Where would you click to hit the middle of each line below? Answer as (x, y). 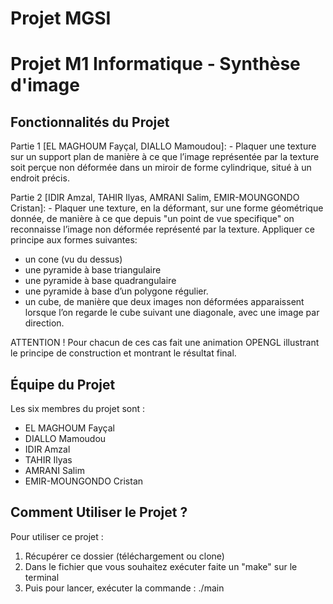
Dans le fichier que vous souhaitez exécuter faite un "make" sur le (161, 566)
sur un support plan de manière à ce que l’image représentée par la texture (165, 157)
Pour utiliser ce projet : (57, 536)
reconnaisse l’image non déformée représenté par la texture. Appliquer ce (162, 229)
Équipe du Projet (63, 384)
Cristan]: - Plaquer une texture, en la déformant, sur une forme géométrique (167, 208)
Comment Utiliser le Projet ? (99, 512)
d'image (45, 85)
